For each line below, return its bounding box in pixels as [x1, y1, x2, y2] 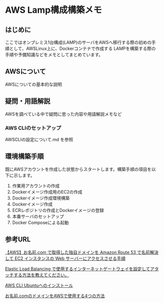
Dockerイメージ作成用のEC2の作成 [12, 189, 82, 195]
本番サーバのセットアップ [12, 213, 64, 219]
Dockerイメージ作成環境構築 [12, 195, 70, 201]
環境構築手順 [5, 152, 44, 161]
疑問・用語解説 [5, 97, 50, 105]
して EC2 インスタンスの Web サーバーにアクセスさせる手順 [5, 255, 126, 261]
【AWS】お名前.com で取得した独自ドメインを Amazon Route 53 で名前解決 [5, 249, 159, 255]
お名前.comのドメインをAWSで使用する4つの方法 [5, 293, 105, 299]
